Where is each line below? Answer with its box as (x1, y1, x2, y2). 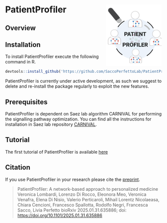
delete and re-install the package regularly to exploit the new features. (5, 83, 149, 89)
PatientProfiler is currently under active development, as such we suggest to (5, 78, 162, 84)
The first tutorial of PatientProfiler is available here (5, 149, 108, 155)
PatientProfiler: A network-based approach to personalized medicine (17, 186, 158, 192)
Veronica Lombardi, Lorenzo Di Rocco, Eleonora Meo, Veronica (17, 191, 147, 197)
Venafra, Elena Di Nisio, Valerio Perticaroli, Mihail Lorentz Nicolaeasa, (17, 196, 160, 202)
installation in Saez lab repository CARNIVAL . (5, 121, 97, 127)
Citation (5, 163, 31, 172)
